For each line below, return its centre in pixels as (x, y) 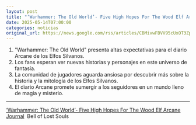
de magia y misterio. (39, 93)
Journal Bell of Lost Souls (37, 116)
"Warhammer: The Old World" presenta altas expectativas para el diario (101, 50)
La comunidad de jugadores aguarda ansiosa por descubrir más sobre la (102, 75)
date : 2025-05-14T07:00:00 (39, 22)
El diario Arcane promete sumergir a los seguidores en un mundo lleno (99, 87)
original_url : (23, 33)
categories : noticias (32, 28)
